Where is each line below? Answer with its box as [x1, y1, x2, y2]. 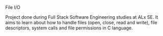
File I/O [5, 5, 20, 10]
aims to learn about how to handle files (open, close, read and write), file [5, 20, 157, 25]
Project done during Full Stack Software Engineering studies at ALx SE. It [5, 14, 158, 20]
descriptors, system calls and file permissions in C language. [5, 25, 133, 31]
